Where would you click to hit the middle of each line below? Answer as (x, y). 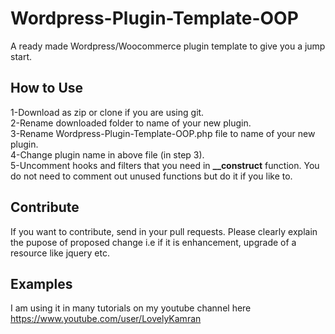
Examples (41, 283)
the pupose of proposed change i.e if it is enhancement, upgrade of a (153, 242)
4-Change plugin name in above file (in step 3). (107, 154)
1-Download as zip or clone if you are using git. (107, 112)
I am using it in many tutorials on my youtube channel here (131, 308)
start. (21, 56)
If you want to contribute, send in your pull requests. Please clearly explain (164, 231)
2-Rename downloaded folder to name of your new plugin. (131, 123)
